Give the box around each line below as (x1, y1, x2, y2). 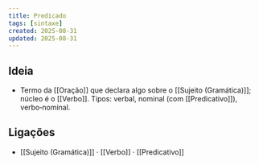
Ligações (8, 126, 55, 139)
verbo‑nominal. (19, 102, 71, 113)
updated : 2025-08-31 (8, 34, 78, 43)
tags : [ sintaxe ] (8, 19, 63, 27)
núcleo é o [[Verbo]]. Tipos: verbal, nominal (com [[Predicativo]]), (19, 94, 238, 104)
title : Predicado (8, 11, 67, 20)
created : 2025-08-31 (8, 27, 78, 35)
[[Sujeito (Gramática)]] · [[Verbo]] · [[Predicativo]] (19, 146, 185, 157)
